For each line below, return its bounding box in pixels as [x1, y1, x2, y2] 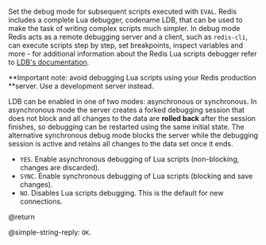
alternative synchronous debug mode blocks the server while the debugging [8, 130, 259, 140]
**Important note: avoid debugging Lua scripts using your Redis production [8, 73, 256, 82]
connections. [19, 196, 63, 206]
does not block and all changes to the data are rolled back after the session [8, 114, 256, 122]
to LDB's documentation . [8, 57, 90, 67]
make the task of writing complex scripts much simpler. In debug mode [8, 24, 241, 33]
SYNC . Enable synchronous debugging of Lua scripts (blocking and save [19, 171, 253, 181]
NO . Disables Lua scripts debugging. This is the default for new [19, 189, 224, 197]
